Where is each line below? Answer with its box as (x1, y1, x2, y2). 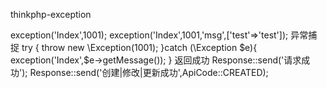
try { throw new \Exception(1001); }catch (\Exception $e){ (21, 42, 258, 53)
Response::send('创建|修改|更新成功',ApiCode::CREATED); (29, 67, 269, 78)
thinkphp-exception (10, 9, 92, 20)
